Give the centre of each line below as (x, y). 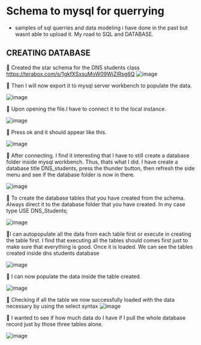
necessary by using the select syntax (52, 306)
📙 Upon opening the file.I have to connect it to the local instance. (86, 109)
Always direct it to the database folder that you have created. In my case (96, 204)
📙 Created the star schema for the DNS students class (73, 67)
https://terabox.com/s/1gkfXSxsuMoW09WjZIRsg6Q (70, 74)
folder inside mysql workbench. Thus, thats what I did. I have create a (92, 162)
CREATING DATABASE (49, 53)
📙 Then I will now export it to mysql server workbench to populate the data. (99, 85)
